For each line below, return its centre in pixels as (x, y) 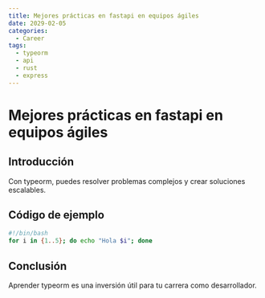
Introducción (41, 162)
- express (32, 76)
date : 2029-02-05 (37, 23)
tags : (17, 46)
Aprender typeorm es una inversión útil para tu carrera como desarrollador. (132, 285)
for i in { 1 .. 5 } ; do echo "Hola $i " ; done (80, 241)
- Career (30, 38)
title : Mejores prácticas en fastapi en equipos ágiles (104, 16)
